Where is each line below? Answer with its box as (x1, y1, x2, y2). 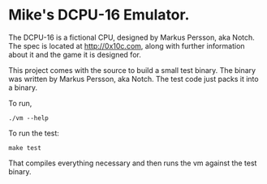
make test (8, 143, 42, 152)
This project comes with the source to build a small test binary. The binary (8, 65, 256, 75)
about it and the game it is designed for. (8, 49, 142, 59)
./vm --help (8, 113, 49, 122)
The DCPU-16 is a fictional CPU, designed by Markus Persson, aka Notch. (8, 32, 256, 42)
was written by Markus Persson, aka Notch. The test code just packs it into (8, 74, 259, 83)
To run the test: (8, 128, 59, 138)
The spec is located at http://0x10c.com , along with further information (8, 41, 245, 50)
